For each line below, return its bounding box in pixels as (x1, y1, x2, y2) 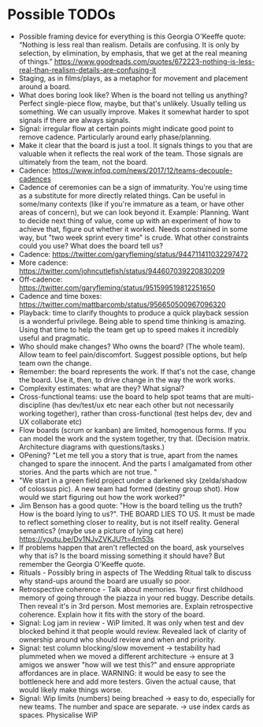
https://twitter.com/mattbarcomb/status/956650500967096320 (18, 300, 226, 309)
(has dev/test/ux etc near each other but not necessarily (51, 400, 234, 409)
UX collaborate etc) (18, 416, 82, 427)
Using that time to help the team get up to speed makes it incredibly (18, 325, 239, 334)
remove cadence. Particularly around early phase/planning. (18, 132, 212, 141)
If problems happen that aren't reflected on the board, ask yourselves (18, 542, 245, 552)
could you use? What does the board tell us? (18, 240, 164, 250)
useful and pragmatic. (18, 333, 91, 342)
